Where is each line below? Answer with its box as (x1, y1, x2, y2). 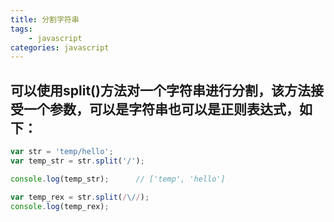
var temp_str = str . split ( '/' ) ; (10, 156, 145, 166)
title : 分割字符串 (10, 14, 80, 25)
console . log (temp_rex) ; (10, 201, 110, 211)
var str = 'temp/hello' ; (10, 147, 114, 157)
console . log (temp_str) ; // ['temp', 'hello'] (10, 174, 226, 184)
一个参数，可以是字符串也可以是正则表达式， (23, 101, 300, 118)
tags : (10, 24, 33, 34)
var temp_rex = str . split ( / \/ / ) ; (10, 192, 150, 202)
